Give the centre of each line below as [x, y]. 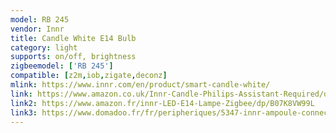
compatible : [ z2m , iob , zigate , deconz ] [89, 76]
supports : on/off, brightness [73, 57]
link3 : [24, 112]
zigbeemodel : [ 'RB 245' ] [62, 66]
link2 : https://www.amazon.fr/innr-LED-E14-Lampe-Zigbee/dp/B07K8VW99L [162, 103]
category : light [44, 47]
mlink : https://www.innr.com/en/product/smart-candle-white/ [140, 85]
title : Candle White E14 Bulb [73, 38]
